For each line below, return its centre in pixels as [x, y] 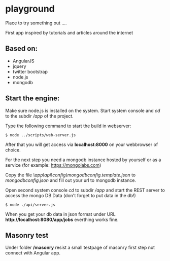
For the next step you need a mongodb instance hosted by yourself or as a [83, 160]
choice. [13, 150]
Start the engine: [32, 99]
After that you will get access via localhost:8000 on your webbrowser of [82, 144]
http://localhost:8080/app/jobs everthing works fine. [62, 219]
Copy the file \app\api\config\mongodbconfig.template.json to [71, 175]
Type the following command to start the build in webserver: [68, 126]
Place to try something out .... [36, 23]
